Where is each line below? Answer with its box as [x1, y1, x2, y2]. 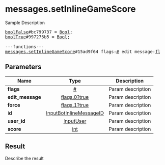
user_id [7, 117, 26, 124]
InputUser [63, 117, 87, 124]
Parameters [5, 63, 42, 71]
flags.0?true [61, 93, 89, 100]
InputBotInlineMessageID [46, 110, 104, 116]
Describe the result [5, 155, 44, 161]
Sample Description [5, 20, 45, 26]
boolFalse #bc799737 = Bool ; [5, 29, 73, 35]
